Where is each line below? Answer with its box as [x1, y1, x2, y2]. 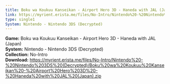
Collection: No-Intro [5, 52, 48, 58]
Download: [5, 57, 29, 63]
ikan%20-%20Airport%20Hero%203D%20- [5, 68, 98, 74]
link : [5, 12, 17, 17]
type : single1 [5, 17, 35, 22]
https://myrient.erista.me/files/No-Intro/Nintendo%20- [29, 57, 143, 63]
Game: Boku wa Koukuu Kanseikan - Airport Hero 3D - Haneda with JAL [5, 35, 156, 41]
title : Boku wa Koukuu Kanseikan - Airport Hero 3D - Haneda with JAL [5, 7, 157, 13]
